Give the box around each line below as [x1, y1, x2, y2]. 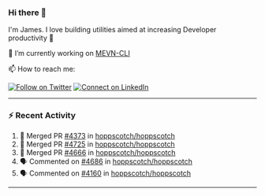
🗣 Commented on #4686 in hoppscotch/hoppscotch [19, 157, 193, 166]
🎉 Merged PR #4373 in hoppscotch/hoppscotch [19, 131, 176, 140]
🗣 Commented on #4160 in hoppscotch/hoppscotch [19, 168, 192, 178]
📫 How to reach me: [8, 65, 76, 74]
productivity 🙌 [8, 33, 54, 43]
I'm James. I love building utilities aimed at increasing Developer [8, 25, 217, 35]
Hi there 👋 [8, 7, 47, 18]
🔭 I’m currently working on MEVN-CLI [8, 49, 130, 58]
